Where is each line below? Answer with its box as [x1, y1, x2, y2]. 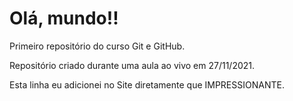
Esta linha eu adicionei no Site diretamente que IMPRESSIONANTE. [9, 78, 285, 91]
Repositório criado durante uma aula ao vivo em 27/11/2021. [9, 59, 256, 71]
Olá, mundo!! [9, 7, 119, 30]
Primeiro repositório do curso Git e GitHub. [9, 40, 186, 52]
